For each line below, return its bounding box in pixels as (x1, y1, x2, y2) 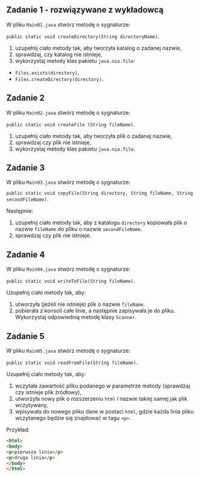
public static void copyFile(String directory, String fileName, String (6, 190, 193, 196)
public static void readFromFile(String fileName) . (6, 359, 138, 366)
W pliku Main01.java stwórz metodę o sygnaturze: (6, 21, 131, 28)
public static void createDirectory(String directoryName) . (6, 33, 160, 40)
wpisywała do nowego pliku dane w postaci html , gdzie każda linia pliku (15, 408, 195, 415)
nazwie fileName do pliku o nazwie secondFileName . (15, 226, 143, 233)
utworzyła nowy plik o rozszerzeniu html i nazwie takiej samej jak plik (15, 395, 188, 403)
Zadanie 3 (6, 163, 45, 173)
